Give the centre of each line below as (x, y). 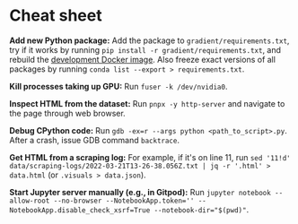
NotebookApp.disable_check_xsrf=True (80, 210)
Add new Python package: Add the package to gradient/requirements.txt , (149, 40)
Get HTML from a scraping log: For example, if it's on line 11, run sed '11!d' (150, 157)
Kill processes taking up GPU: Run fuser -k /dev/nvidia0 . (118, 86)
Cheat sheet (56, 16)
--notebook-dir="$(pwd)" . (202, 209)
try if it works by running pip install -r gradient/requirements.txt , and (145, 49)
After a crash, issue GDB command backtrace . (94, 140)
